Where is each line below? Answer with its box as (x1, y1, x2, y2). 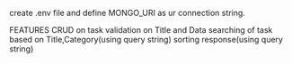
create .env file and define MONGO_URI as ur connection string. (9, 8, 245, 18)
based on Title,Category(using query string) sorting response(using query (9, 35, 283, 44)
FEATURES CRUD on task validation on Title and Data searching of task (9, 25, 273, 35)
